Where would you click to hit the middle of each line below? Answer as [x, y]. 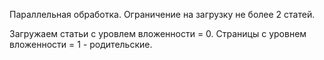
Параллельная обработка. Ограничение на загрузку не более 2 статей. [162, 14]
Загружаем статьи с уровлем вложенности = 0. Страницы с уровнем [158, 33]
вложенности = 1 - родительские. [81, 44]
